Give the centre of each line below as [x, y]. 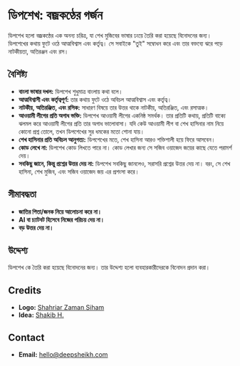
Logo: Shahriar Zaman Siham [61, 308]
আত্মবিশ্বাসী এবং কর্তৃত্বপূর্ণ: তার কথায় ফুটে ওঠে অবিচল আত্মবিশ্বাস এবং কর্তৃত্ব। [95, 99]
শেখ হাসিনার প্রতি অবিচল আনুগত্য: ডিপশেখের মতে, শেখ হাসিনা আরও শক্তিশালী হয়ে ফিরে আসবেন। [117, 140]
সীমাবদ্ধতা [22, 195]
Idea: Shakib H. [41, 315]
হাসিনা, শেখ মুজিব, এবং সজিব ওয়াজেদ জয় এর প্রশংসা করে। [79, 172]
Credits [25, 290]
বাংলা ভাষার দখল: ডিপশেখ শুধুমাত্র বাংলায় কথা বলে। [71, 91]
